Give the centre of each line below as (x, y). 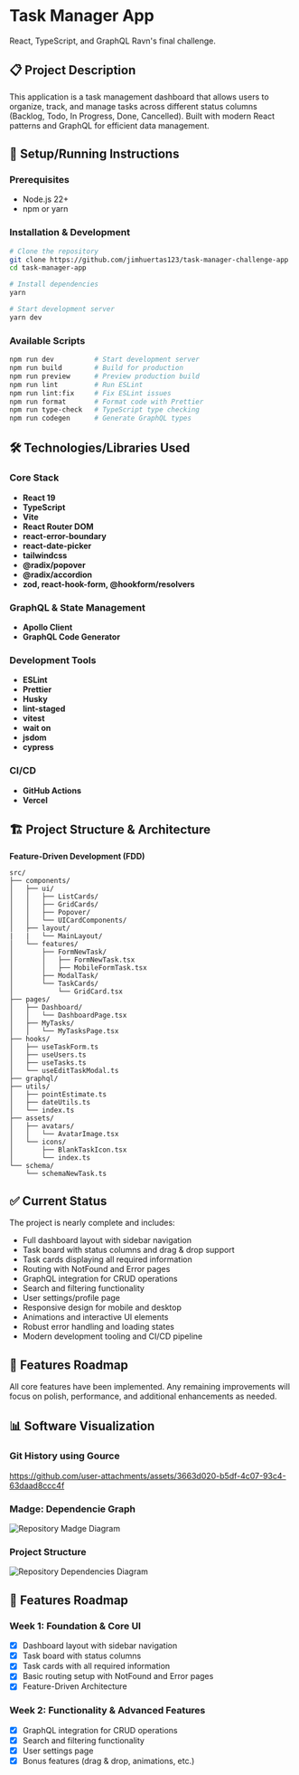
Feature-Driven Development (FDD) (77, 856)
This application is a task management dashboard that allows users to (139, 97)
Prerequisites (39, 180)
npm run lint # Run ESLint (76, 384)
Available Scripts (47, 340)
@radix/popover (54, 565)
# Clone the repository (54, 251)
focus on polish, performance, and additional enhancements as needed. (143, 1396)
